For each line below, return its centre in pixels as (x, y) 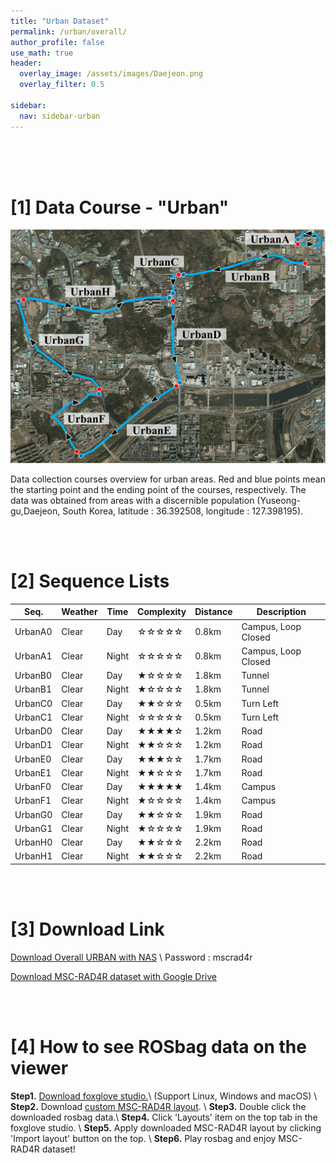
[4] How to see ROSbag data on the (158, 1047)
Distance (213, 612)
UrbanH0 (33, 842)
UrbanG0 (33, 814)
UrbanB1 (33, 689)
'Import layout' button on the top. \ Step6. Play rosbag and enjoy (143, 1138)
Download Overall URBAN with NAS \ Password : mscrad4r (131, 957)
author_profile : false (57, 42)
